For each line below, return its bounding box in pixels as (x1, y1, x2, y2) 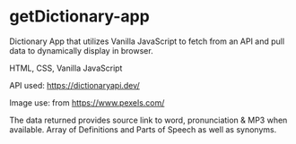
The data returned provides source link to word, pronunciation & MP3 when (9, 114, 288, 125)
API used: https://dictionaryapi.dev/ (9, 80, 141, 90)
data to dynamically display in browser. (9, 45, 154, 55)
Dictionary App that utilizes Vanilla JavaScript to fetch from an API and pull (9, 36, 285, 47)
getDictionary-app (9, 6, 150, 27)
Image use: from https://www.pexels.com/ (9, 97, 165, 108)
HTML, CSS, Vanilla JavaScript (9, 63, 123, 73)
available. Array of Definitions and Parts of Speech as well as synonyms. (9, 123, 277, 135)
